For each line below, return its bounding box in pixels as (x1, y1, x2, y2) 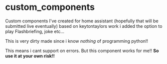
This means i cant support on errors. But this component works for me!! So (5, 48, 159, 54)
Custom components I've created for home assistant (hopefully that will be (5, 18, 159, 24)
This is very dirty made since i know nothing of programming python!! (5, 38, 149, 44)
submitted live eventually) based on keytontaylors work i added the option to (5, 23, 163, 29)
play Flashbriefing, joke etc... (5, 28, 65, 34)
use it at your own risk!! (5, 53, 55, 59)
